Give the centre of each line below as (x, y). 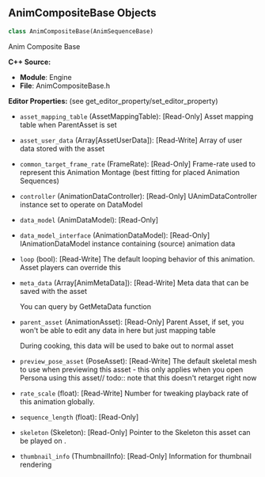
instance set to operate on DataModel (81, 204)
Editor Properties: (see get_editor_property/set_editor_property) (114, 101)
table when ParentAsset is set (68, 124)
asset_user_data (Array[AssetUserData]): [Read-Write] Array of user (131, 140)
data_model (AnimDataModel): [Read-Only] (89, 219)
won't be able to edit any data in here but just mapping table (117, 330)
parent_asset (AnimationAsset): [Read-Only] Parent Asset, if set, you (132, 322)
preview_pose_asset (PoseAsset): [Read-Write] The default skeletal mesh (138, 361)
